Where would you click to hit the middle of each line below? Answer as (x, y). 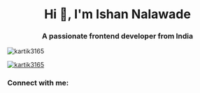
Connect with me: (38, 83)
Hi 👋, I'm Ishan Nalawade (117, 14)
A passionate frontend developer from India (117, 36)
